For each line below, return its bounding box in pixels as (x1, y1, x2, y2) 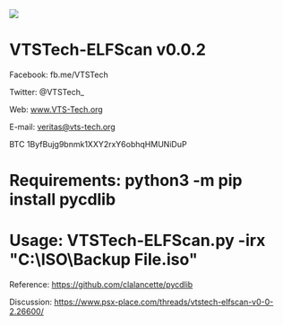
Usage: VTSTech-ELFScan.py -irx (9, 231, 266, 250)
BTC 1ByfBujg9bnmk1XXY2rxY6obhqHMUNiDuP (9, 138, 187, 149)
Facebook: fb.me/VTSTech (9, 69, 109, 80)
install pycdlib (9, 189, 116, 210)
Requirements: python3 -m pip (9, 171, 243, 191)
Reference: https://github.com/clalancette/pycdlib (9, 279, 193, 290)
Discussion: (9, 296, 53, 308)
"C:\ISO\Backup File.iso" (9, 250, 199, 270)
